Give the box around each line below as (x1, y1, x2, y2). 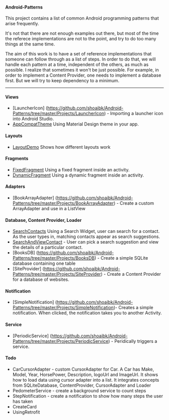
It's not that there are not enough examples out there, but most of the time (5, 30, 159, 36)
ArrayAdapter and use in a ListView (12, 206, 86, 212)
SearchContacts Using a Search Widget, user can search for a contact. (12, 228, 160, 234)
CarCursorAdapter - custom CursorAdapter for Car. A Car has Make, (12, 366, 154, 372)
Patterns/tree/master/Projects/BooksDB (12, 255, 95, 261)
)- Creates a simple (113, 305, 153, 311)
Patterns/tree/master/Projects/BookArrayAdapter (12, 200, 114, 206)
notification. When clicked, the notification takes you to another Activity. (12, 310, 162, 316)
